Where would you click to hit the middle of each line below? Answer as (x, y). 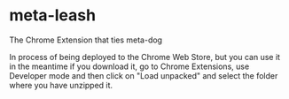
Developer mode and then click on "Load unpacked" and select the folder (144, 75)
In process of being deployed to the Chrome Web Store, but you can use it (145, 57)
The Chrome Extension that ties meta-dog (86, 40)
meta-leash (52, 15)
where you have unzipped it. (61, 85)
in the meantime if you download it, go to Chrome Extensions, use (129, 66)
